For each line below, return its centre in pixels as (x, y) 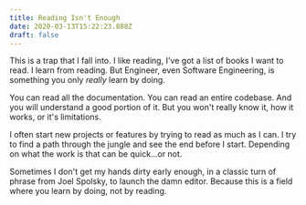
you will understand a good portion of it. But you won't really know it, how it (152, 108)
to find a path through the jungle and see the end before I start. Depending (150, 144)
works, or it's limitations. (56, 117)
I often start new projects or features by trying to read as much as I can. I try (153, 135)
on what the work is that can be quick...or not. (96, 154)
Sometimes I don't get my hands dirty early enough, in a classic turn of (143, 172)
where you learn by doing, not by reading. (88, 191)
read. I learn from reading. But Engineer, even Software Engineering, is (142, 70)
